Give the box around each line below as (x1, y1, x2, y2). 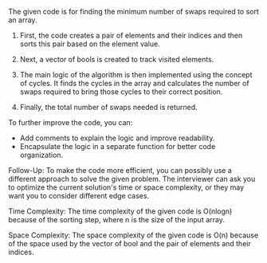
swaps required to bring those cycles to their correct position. (19, 87, 223, 96)
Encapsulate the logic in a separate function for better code (19, 142, 216, 151)
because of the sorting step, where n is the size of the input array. (8, 215, 225, 224)
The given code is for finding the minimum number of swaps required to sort (8, 7, 259, 16)
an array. (8, 15, 37, 25)
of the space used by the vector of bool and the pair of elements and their (8, 239, 251, 248)
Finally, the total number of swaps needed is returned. (19, 103, 198, 112)
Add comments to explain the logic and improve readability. (19, 133, 215, 143)
